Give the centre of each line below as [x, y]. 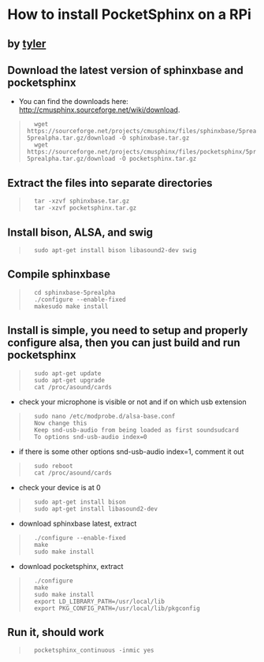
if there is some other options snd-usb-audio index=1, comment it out [131, 452]
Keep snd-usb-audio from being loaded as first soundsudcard [137, 430]
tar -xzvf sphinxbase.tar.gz [82, 201]
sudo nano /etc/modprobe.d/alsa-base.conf [105, 416]
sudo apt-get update [68, 373]
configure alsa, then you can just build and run [124, 343]
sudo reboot [54, 466]
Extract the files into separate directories [110, 183]
